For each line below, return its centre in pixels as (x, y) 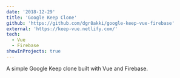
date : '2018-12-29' (31, 12)
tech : (13, 34)
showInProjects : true (34, 51)
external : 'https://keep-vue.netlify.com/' (62, 29)
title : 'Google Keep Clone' (42, 18)
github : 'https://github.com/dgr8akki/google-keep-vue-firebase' (90, 23)
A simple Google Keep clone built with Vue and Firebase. (77, 68)
